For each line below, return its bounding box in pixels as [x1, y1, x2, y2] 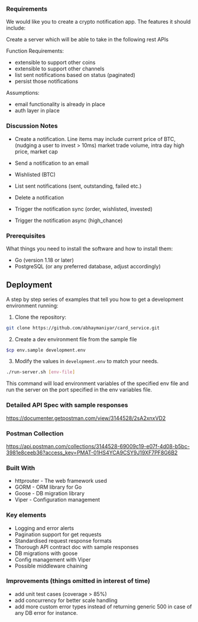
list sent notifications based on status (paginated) [14, 72, 136, 79]
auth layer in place [14, 107, 60, 114]
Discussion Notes [6, 122, 58, 130]
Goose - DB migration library [14, 490, 85, 497]
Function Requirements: [6, 47, 64, 54]
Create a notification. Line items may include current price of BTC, [14, 135, 176, 142]
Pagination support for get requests [14, 531, 102, 538]
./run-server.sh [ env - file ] [6, 369, 76, 375]
